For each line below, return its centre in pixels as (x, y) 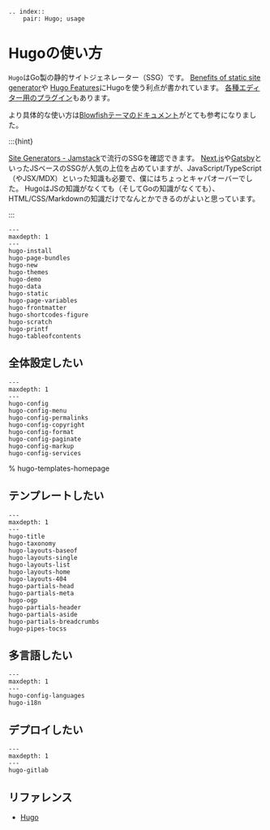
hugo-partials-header (45, 607)
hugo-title (27, 536)
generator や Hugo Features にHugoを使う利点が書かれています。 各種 (124, 87)
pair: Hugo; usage (54, 19)
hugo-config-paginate (45, 439)
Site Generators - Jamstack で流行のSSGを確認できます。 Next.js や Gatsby (132, 157)
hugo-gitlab (28, 771)
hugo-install (30, 251)
